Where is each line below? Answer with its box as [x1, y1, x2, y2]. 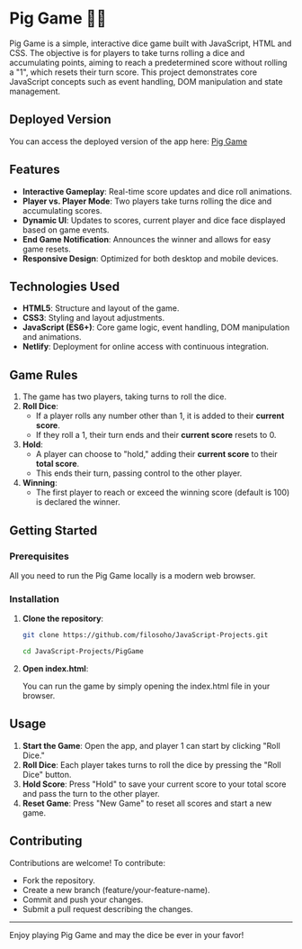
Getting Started [9, 523, 98, 538]
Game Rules [9, 367, 78, 382]
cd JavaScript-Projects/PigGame [22, 647, 144, 656]
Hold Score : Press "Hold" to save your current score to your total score [22, 779, 287, 789]
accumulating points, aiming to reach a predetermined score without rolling [9, 57, 288, 68]
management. [9, 86, 61, 96]
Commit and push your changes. [22, 894, 144, 905]
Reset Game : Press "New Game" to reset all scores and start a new [22, 798, 272, 808]
